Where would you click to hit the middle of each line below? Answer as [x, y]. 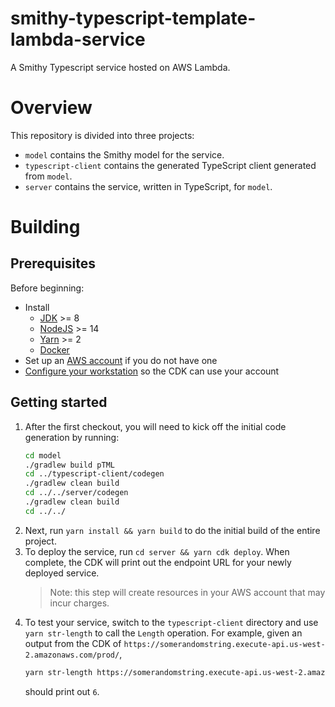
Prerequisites [53, 263]
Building [45, 227]
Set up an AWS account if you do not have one [121, 360]
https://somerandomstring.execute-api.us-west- [224, 644]
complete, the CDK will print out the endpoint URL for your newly [158, 562]
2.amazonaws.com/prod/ [72, 655]
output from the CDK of [73, 643]
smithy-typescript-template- [133, 18]
